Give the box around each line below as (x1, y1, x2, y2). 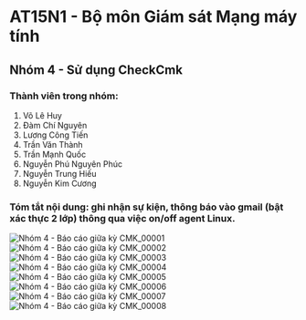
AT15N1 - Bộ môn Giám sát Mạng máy (9, 6, 298, 27)
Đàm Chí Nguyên (22, 119, 88, 130)
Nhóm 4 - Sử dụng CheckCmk (9, 62, 183, 77)
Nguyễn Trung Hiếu (22, 168, 97, 179)
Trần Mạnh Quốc (22, 149, 87, 160)
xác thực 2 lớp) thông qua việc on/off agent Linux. (9, 212, 236, 224)
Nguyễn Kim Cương (22, 178, 98, 189)
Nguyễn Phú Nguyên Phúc (22, 158, 123, 170)
